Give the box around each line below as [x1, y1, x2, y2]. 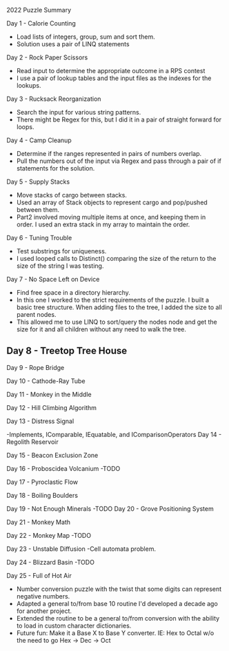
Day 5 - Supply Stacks [6, 177, 70, 186]
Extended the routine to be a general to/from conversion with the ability [16, 614, 220, 622]
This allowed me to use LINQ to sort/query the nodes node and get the [16, 318, 218, 326]
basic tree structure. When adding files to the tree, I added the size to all [16, 303, 222, 311]
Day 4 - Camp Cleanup [6, 136, 72, 144]
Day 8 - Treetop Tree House [6, 345, 128, 357]
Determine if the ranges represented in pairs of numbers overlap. [16, 150, 202, 157]
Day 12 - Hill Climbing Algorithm [6, 403, 97, 411]
